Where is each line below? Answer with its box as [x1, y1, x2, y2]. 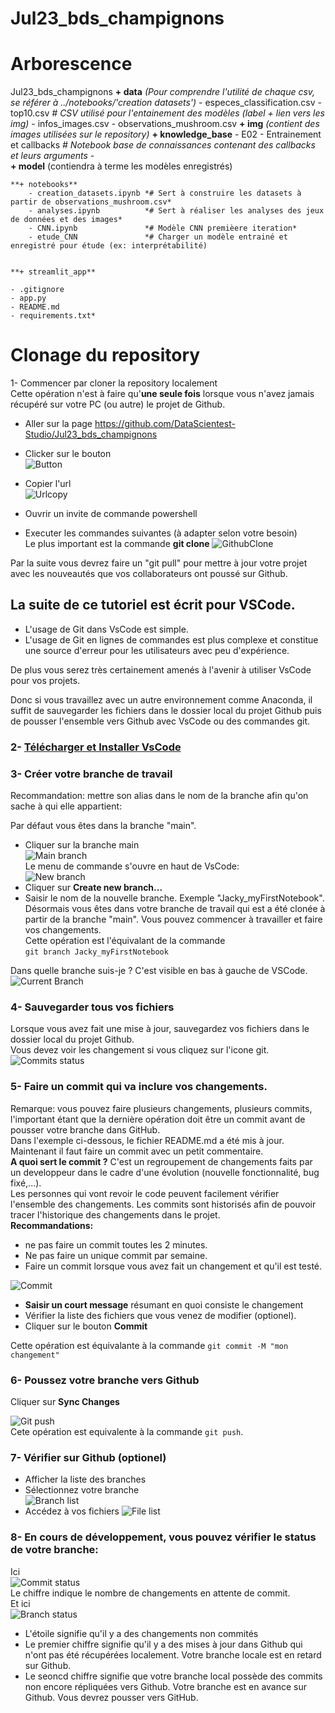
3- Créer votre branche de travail [10, 767, 173, 781]
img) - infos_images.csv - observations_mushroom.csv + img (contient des [10, 118, 320, 130]
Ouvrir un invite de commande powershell [24, 508, 198, 520]
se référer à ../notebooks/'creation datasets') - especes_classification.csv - [10, 97, 322, 109]
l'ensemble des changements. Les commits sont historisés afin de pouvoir [10, 1198, 317, 1210]
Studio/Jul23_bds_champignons [24, 428, 158, 441]
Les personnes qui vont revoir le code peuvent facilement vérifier [10, 1187, 280, 1199]
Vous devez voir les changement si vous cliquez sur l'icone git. [10, 1044, 270, 1056]
